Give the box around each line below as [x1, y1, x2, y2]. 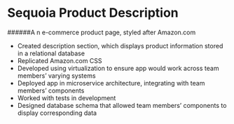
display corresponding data [17, 109, 97, 117]
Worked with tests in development [17, 93, 116, 102]
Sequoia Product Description [7, 5, 179, 21]
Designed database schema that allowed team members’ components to [17, 101, 227, 109]
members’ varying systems [17, 71, 96, 80]
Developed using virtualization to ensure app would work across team [17, 64, 219, 72]
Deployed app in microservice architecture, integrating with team [17, 78, 205, 87]
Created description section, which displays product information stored [17, 41, 223, 50]
